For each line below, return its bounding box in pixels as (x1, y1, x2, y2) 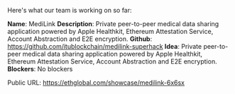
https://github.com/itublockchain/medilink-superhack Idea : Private (7, 42, 202, 50)
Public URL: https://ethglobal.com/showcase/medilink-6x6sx (7, 78, 185, 87)
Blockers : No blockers (7, 65, 73, 73)
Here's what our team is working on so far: (7, 6, 133, 14)
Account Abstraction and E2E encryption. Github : (7, 35, 153, 43)
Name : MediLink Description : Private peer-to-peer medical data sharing (7, 20, 219, 28)
